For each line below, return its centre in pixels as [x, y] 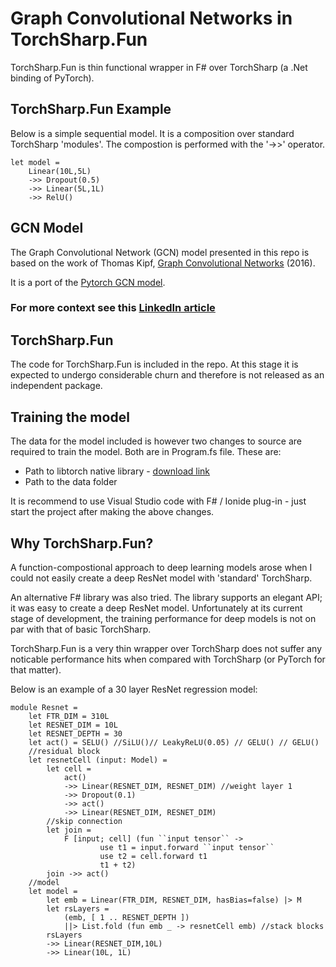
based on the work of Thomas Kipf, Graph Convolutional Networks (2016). [163, 263]
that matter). [36, 669]
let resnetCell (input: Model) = [98, 760]
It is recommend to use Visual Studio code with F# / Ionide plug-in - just [158, 501]
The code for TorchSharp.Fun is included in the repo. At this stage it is [154, 364]
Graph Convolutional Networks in [151, 18]
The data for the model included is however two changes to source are [156, 441]
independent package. [56, 386]
